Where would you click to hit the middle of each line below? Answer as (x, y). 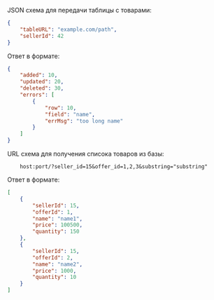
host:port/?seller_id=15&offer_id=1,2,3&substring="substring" (114, 167)
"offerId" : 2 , (53, 258)
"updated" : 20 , (42, 82)
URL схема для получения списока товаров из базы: (86, 154)
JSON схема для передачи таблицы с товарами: (79, 10)
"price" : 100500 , (57, 225)
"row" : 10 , (60, 108)
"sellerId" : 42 (42, 36)
